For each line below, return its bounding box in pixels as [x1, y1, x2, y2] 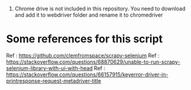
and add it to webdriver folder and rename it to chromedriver [14, 11, 163, 18]
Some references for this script [6, 32, 163, 46]
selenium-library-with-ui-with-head [6, 64, 93, 72]
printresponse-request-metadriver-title [6, 77, 101, 84]
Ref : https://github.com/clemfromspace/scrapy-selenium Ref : [6, 52, 160, 59]
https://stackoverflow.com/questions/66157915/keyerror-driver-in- [6, 71, 168, 78]
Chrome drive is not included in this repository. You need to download [14, 5, 186, 12]
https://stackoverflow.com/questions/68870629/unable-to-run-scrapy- [6, 58, 181, 65]
